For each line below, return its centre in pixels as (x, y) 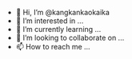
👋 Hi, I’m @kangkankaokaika (63, 12)
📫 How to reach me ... (53, 47)
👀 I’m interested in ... (50, 21)
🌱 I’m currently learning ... (58, 29)
